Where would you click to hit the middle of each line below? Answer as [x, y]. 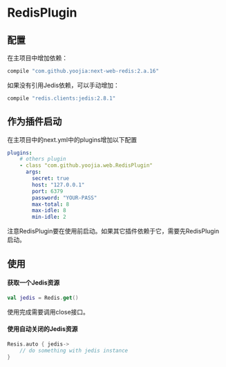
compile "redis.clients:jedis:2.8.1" [62, 98]
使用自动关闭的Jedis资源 [43, 329]
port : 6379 [48, 191]
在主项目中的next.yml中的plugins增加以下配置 [72, 139]
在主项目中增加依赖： [37, 58]
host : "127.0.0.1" [58, 185]
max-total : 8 [51, 204]
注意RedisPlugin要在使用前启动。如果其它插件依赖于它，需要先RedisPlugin [113, 231]
